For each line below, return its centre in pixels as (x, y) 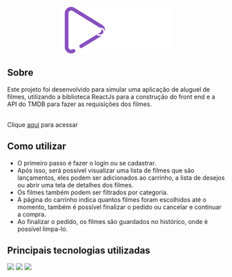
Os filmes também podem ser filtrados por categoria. (93, 192)
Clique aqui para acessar (42, 125)
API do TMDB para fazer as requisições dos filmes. (79, 104)
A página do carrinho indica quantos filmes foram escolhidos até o (112, 199)
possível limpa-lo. (42, 229)
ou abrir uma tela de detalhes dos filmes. (75, 185)
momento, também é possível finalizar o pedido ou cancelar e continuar (119, 207)
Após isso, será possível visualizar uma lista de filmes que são (106, 170)
